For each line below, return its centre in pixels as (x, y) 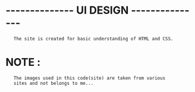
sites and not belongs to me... (54, 83)
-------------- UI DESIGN (67, 10)
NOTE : (23, 62)
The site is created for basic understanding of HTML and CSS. (93, 39)
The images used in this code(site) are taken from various (89, 78)
